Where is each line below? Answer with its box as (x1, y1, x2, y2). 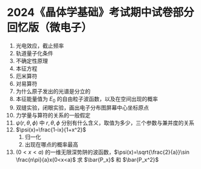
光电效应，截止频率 (15, 42, 64, 49)
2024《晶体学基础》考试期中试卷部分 (7, 5, 194, 19)
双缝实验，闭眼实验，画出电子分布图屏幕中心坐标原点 (15, 104, 149, 111)
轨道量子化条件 (15, 49, 53, 57)
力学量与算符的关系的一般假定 (15, 111, 90, 119)
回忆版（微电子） (7, 21, 93, 35)
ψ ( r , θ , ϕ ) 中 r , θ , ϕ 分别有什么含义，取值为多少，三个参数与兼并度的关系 (15, 119, 195, 126)
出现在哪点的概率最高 (24, 140, 78, 148)
